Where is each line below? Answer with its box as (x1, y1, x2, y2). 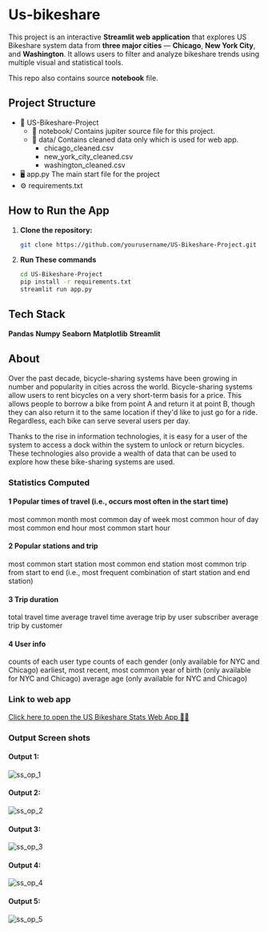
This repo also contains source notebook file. (8, 73, 158, 82)
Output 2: (8, 788, 42, 797)
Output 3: (8, 824, 42, 834)
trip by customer (8, 621, 63, 630)
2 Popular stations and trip (8, 541, 98, 551)
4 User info (8, 639, 46, 649)
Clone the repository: (19, 225, 93, 235)
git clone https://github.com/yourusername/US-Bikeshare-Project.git (19, 240, 258, 249)
